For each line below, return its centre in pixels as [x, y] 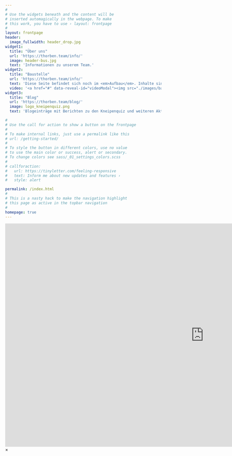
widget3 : [14, 93]
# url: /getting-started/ [32, 139]
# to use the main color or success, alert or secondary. [66, 153]
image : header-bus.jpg [33, 61]
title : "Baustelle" [30, 74]
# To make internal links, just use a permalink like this [67, 134]
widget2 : [14, 70]
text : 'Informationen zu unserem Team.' [52, 65]
